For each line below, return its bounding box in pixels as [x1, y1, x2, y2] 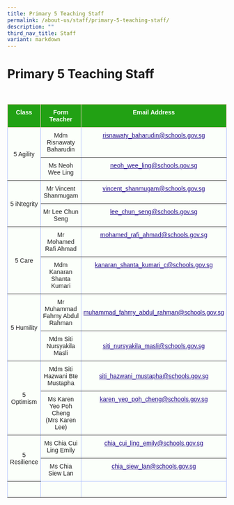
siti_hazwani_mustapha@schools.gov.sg [98, 372, 209, 380]
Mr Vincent [46, 185, 76, 193]
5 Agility [13, 150, 35, 158]
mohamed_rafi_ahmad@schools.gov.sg [100, 231, 208, 239]
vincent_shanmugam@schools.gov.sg [102, 185, 205, 193]
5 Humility [10, 324, 38, 331]
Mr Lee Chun [42, 208, 79, 216]
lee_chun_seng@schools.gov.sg [110, 208, 198, 216]
